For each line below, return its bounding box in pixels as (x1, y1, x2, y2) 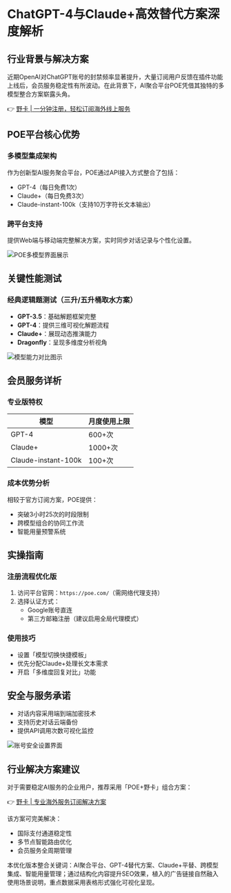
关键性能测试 (7, 273, 62, 285)
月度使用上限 (88, 417, 130, 426)
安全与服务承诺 (7, 690, 71, 702)
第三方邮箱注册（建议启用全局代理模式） (27, 614, 143, 623)
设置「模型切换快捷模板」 (17, 650, 90, 659)
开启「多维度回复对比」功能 (17, 668, 97, 676)
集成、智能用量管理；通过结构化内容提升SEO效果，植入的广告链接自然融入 (7, 870, 219, 878)
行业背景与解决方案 (7, 53, 89, 65)
